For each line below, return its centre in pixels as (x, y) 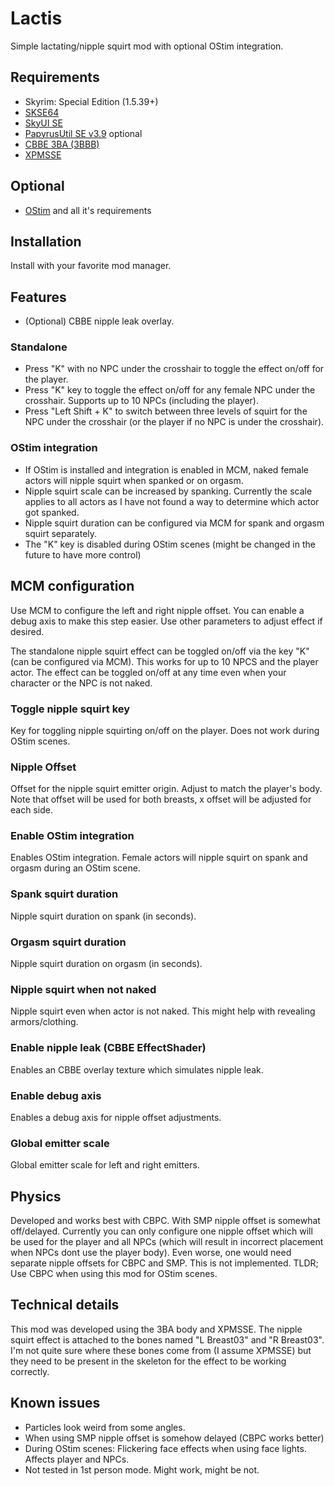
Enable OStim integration (72, 836)
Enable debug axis (56, 1095)
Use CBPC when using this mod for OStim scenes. (114, 1274)
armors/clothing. (44, 1022)
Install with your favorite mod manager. (91, 266)
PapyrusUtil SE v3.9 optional (83, 133)
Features (38, 297)
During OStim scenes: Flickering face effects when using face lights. (165, 1448)
